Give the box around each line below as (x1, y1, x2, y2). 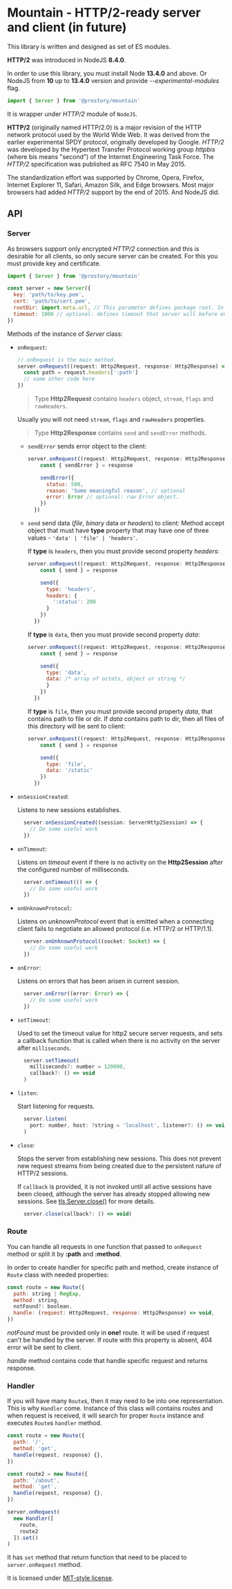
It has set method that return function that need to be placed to (7, 1553, 187, 1561)
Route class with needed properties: (7, 1270, 109, 1279)
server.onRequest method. (7, 1561, 82, 1569)
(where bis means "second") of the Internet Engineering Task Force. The (7, 152, 214, 160)
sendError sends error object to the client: (27, 442, 147, 450)
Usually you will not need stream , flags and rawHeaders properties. (17, 415, 206, 423)
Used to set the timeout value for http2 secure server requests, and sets (17, 1028, 223, 1037)
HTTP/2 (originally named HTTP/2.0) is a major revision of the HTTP (7, 123, 202, 131)
